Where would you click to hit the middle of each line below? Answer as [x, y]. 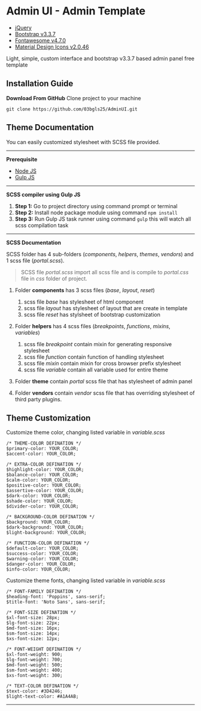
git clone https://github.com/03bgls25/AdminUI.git [72, 109]
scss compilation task [42, 225]
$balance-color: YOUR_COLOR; [42, 475]
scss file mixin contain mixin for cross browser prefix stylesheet [102, 363]
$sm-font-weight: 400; [34, 670]
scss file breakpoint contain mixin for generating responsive [98, 344]
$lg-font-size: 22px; [33, 623]
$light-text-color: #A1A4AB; [42, 697]
